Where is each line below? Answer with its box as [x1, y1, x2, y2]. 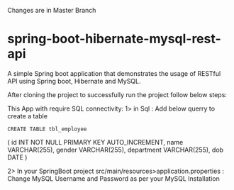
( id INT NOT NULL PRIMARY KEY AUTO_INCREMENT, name [7, 138, 184, 146]
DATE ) [7, 152, 28, 162]
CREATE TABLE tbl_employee [7, 125, 87, 133]
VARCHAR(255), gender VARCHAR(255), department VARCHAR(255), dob [7, 145, 224, 154]
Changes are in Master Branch [7, 6, 96, 14]
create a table [7, 111, 48, 120]
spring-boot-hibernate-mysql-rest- [7, 31, 221, 47]
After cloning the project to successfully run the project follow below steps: [7, 90, 227, 99]
